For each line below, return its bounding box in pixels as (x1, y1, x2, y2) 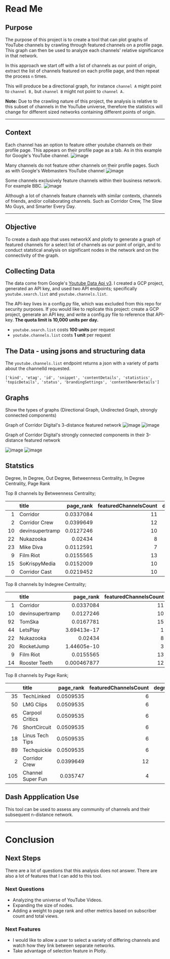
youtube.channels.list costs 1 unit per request (12, 332, 111, 338)
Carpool (22, 709, 42, 716)
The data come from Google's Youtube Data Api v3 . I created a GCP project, (5, 280, 164, 286)
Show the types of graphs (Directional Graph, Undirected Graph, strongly (5, 407, 158, 413)
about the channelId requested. (5, 366, 71, 372)
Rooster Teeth (19, 659, 53, 666)
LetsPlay (19, 626, 40, 633)
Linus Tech (22, 732, 49, 739)
